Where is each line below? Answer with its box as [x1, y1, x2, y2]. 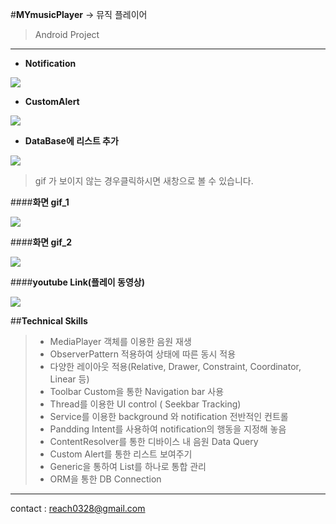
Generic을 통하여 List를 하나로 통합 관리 [49, 461, 207, 472]
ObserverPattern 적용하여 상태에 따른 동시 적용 [49, 348, 237, 360]
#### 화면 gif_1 [10, 196, 70, 208]
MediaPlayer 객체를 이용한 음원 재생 [49, 336, 192, 347]
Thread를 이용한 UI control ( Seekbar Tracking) [49, 398, 242, 410]
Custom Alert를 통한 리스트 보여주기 [49, 448, 193, 460]
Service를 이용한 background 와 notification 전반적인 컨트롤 [49, 411, 289, 422]
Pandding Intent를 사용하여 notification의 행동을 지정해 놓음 [49, 423, 287, 435]
